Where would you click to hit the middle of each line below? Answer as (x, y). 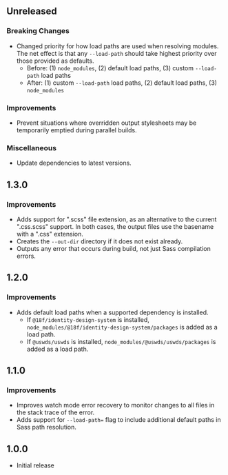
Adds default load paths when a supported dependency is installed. (112, 312)
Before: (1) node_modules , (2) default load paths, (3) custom (110, 68)
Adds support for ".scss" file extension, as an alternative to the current (116, 219)
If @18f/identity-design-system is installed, (88, 319)
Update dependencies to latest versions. (74, 163)
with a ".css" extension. (50, 234)
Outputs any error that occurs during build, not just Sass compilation (113, 248)
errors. (26, 256)
